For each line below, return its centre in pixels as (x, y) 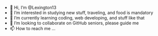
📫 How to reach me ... (32, 28)
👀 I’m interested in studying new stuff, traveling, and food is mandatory (81, 13)
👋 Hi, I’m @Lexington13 (33, 8)
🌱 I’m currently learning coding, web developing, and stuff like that (77, 18)
